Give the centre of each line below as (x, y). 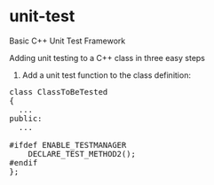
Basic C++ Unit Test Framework (67, 41)
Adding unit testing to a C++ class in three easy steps (107, 58)
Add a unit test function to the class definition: (106, 75)
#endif (24, 162)
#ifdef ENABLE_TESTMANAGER (68, 145)
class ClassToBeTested (59, 92)
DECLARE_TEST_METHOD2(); (82, 154)
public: (26, 118)
